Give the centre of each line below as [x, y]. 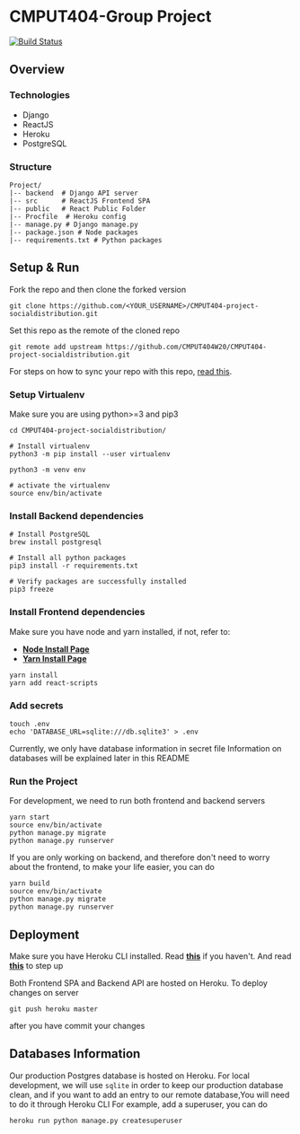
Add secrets [36, 705]
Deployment [44, 934]
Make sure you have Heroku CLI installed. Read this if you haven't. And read [150, 956]
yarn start [30, 818]
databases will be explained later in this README [100, 758]
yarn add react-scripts [54, 683]
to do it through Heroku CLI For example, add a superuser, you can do [138, 1104]
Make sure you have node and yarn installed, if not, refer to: [120, 631]
